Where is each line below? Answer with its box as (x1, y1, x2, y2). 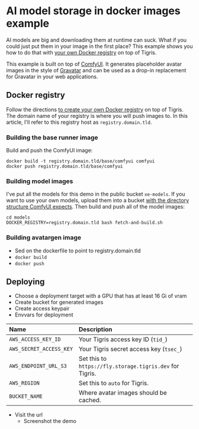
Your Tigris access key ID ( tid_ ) (78, 335, 168, 344)
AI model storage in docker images (6, 4, 181, 18)
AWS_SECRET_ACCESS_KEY (9, 345, 73, 353)
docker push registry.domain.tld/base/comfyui (6, 164, 123, 169)
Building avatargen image (6, 233, 82, 242)
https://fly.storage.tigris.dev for (78, 362, 179, 370)
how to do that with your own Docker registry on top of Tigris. (6, 49, 157, 56)
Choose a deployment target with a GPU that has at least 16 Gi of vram (14, 292, 187, 300)
